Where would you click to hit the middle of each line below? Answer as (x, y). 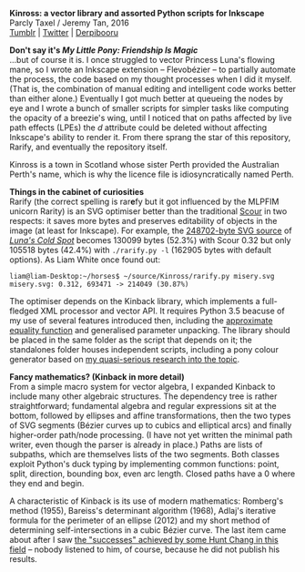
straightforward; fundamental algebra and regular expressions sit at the (143, 406)
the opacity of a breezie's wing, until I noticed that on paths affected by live (151, 118)
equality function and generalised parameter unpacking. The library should (150, 330)
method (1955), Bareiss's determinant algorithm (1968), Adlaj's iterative (142, 511)
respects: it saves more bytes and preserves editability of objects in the (143, 221)
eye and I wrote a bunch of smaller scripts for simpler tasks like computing (149, 108)
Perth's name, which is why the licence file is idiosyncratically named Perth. (152, 174)
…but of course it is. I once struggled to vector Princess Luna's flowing (142, 60)
